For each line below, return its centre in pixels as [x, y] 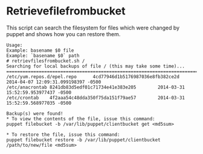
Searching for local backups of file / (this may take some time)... [96, 66]
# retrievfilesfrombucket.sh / [46, 61]
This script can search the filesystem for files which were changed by [93, 28]
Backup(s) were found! [35, 113]
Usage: [14, 45]
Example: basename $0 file [40, 50]
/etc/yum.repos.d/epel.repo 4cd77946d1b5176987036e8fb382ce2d [93, 76]
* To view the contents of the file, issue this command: [81, 119]
